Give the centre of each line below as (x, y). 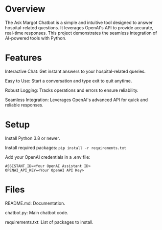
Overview (25, 9)
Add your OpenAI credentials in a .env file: (48, 157)
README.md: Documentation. (35, 203)
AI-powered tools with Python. (36, 38)
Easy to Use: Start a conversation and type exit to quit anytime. (69, 81)
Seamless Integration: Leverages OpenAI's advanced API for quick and (77, 100)
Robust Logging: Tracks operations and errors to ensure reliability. (72, 90)
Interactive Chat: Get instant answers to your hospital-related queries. (75, 71)
